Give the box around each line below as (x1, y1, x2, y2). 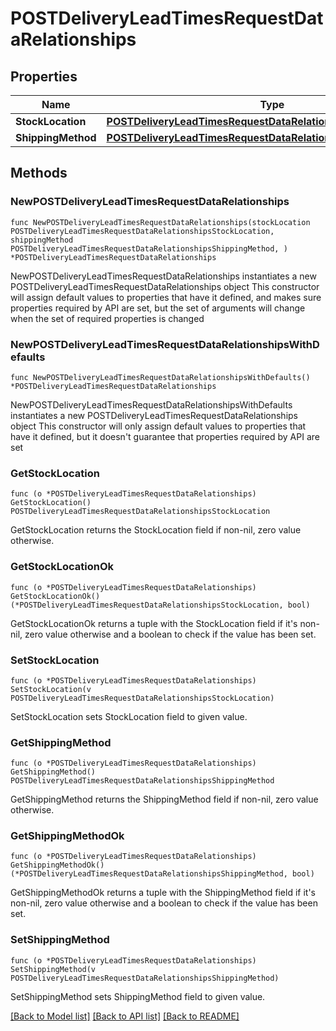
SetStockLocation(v (10, 684, 92, 694)
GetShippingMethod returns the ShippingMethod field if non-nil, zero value (10, 793, 319, 806)
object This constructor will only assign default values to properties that (10, 420, 307, 432)
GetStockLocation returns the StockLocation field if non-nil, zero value (10, 524, 302, 536)
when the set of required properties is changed (10, 312, 205, 324)
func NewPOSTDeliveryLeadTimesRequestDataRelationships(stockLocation (10, 217, 311, 227)
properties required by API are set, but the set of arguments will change (10, 302, 306, 314)
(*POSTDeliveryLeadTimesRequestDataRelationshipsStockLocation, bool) (10, 600, 311, 610)
